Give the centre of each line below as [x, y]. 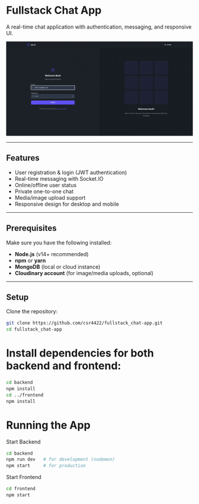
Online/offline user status [46, 185]
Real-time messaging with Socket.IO [59, 178]
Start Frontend [24, 477]
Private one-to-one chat [44, 191]
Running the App [48, 425]
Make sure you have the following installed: [59, 242]
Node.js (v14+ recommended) [52, 254]
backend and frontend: [64, 366]
